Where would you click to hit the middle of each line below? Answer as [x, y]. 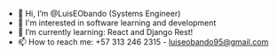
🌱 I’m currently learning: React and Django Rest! [105, 32]
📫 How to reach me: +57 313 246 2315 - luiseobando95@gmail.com [143, 42]
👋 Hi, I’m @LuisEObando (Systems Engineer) [99, 14]
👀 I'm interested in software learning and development [117, 23]
